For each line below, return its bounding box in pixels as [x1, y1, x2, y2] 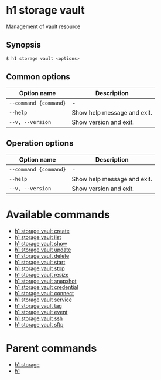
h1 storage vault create [14, 227, 70, 235]
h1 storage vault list [14, 234, 61, 241]
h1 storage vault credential [14, 284, 78, 291]
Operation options [6, 138, 74, 148]
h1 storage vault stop [14, 265, 66, 272]
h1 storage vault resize [14, 271, 69, 278]
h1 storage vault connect [14, 290, 74, 297]
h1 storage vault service [14, 296, 72, 303]
